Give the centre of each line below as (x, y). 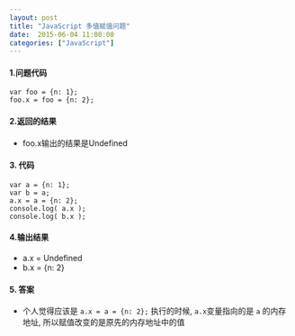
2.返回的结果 (33, 122)
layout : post (34, 18)
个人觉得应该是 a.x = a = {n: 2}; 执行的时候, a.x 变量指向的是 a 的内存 (154, 311)
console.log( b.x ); (48, 216)
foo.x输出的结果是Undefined (75, 143)
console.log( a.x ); (48, 208)
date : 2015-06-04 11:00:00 (62, 34)
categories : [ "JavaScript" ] (62, 43)
